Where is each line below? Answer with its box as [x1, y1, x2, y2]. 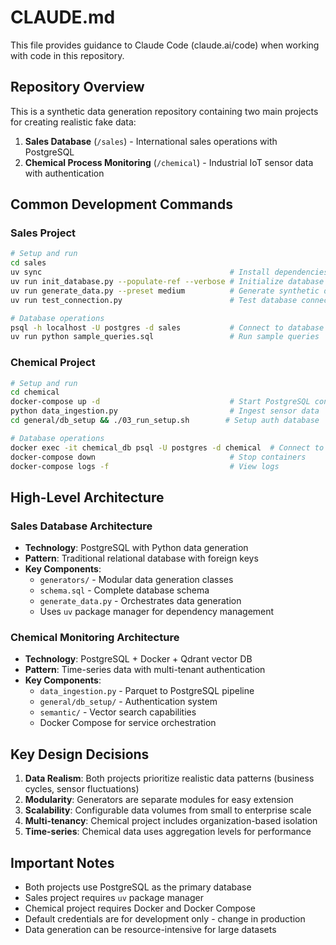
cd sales [10, 258, 47, 268]
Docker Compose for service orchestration [39, 717, 217, 729]
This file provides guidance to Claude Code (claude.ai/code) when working [10, 39, 320, 51]
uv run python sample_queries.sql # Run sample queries [10, 332, 320, 342]
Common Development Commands [10, 196, 233, 213]
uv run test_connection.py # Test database [10, 295, 298, 305]
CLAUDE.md [10, 6, 116, 29]
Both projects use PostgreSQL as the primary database [24, 881, 252, 893]
